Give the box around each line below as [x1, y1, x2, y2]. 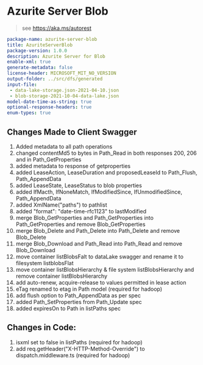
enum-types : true [7, 110, 51, 116]
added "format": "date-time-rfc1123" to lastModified [15, 208, 147, 214]
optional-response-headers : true [7, 104, 92, 110]
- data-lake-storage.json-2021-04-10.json [9, 87, 119, 93]
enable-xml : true [7, 59, 51, 65]
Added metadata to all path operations [15, 143, 113, 150]
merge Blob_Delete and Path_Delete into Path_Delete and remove [15, 227, 180, 234]
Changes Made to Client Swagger [7, 127, 137, 137]
